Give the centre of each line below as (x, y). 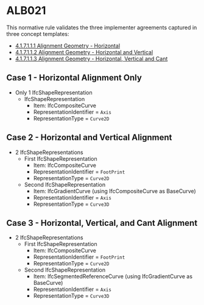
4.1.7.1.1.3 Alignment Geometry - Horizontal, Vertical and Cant (91, 58)
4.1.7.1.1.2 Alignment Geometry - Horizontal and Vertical (84, 52)
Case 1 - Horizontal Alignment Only (74, 78)
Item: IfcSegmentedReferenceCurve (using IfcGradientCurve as (113, 276)
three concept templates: (38, 33)
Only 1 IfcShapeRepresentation (54, 93)
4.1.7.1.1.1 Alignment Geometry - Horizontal (68, 46)
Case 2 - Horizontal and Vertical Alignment (89, 138)
